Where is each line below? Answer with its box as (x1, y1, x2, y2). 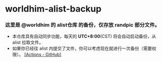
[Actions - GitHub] (24, 52, 61, 58)
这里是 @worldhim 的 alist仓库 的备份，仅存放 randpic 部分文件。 (5, 22, 160, 29)
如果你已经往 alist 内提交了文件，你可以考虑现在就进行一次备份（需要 (12, 46, 152, 51)
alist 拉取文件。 (12, 40, 44, 46)
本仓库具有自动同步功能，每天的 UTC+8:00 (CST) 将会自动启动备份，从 (12, 33, 156, 39)
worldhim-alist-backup (5, 3, 102, 15)
